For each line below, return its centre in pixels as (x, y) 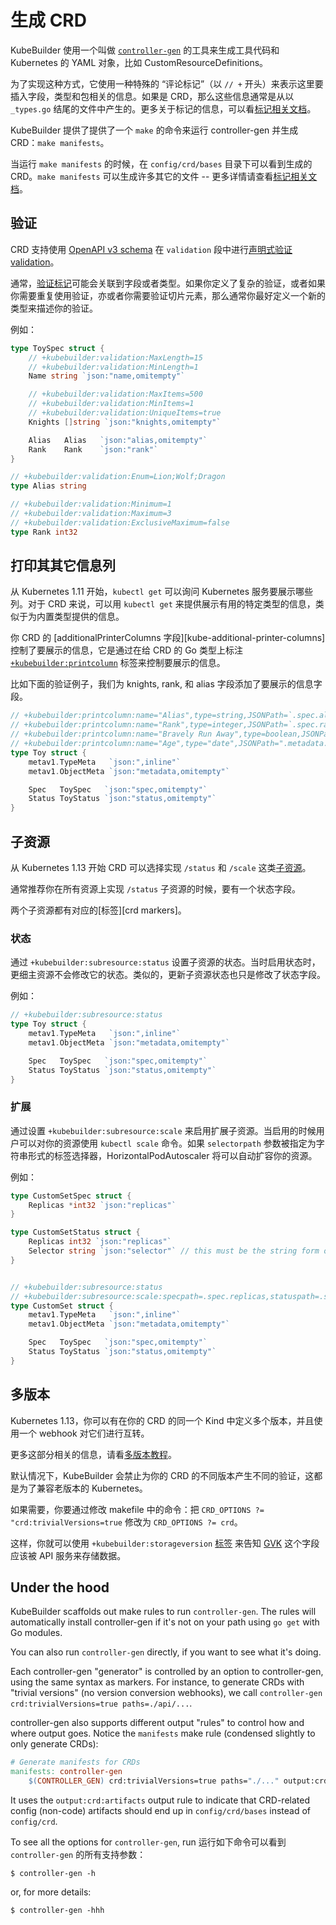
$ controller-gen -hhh (57, 1911)
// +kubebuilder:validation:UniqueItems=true (125, 413)
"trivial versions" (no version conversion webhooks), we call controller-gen (166, 1693)
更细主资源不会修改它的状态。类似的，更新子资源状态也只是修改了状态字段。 (168, 975)
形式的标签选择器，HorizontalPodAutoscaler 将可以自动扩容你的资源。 (172, 1155)
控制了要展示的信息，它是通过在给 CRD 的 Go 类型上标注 (126, 650)
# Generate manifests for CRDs (75, 1762)
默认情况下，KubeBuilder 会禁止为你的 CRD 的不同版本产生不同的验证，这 (162, 1475)
